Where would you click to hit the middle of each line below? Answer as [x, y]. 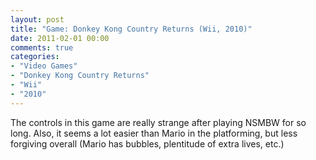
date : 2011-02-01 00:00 [60, 38]
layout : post [37, 19]
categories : [35, 57]
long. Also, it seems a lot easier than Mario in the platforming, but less [154, 133]
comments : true [42, 47]
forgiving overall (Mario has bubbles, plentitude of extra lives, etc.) [147, 143]
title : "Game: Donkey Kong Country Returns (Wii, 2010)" [131, 29]
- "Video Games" [44, 66]
